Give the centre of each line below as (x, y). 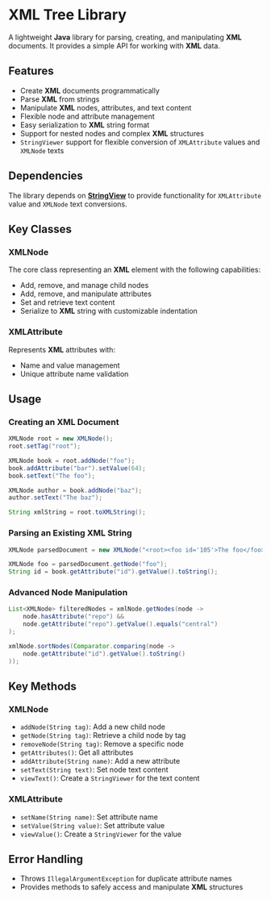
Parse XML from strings (60, 99)
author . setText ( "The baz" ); (56, 498)
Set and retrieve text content (67, 302)
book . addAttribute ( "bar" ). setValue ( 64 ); (77, 468)
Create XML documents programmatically (90, 90)
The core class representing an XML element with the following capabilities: (134, 270)
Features (31, 71)
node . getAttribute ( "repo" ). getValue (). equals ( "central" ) (121, 624)
